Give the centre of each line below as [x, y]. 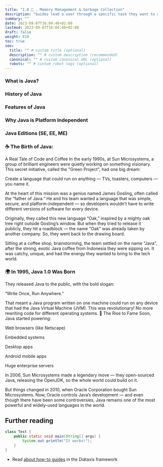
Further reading [29, 420]
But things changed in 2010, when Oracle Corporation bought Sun [71, 390]
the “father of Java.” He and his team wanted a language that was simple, [78, 199]
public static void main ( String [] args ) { [57, 436]
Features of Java [25, 107]
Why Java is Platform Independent [47, 120]
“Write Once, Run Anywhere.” [34, 294]
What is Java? [22, 81]
